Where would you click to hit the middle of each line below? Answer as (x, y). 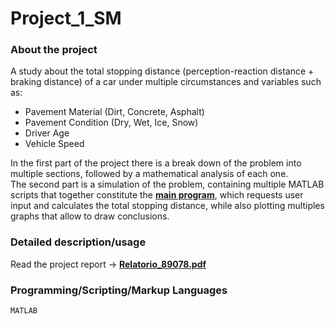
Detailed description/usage (78, 242)
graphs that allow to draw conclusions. (90, 216)
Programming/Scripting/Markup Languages (119, 290)
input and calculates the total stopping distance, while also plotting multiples (167, 206)
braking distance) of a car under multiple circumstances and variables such (166, 82)
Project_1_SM (66, 18)
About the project (54, 50)
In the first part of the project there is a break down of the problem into (156, 163)
